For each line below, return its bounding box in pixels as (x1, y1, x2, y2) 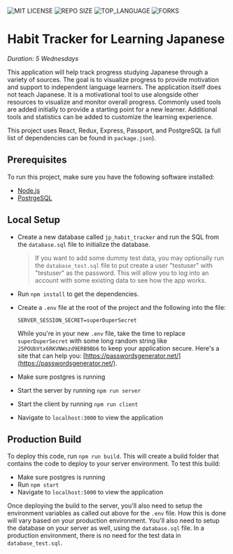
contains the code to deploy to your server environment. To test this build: (7, 459, 220, 468)
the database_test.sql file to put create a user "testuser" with (34, 261, 213, 269)
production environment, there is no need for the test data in (7, 532, 181, 540)
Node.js (17, 186, 41, 194)
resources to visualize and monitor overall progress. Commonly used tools (7, 97, 222, 106)
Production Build (7, 433, 82, 445)
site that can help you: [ (17, 351, 86, 360)
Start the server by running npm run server (17, 386, 141, 394)
